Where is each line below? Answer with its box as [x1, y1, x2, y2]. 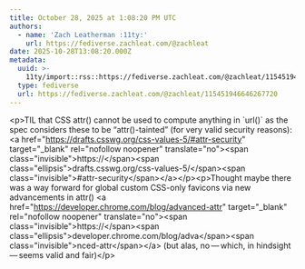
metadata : [9, 55, 47, 65]
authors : [9, 22, 43, 31]
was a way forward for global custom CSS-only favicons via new [9, 182, 251, 193]
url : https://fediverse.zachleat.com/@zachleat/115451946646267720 [17, 89, 279, 98]
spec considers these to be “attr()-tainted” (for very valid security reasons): [9, 124, 292, 134]
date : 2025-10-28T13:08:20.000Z [9, 47, 132, 56]
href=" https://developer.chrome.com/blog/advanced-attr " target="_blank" [9, 201, 288, 212]
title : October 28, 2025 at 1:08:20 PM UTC [9, 13, 177, 23]
